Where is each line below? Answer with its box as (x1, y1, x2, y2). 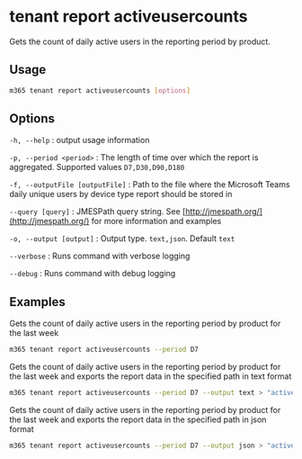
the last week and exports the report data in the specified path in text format (9, 371, 292, 382)
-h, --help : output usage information (9, 135, 150, 146)
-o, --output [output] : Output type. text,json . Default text (9, 233, 235, 244)
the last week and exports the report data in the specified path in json (9, 414, 267, 425)
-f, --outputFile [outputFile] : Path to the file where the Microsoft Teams (9, 179, 290, 190)
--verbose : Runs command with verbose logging (9, 250, 191, 262)
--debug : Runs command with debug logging (9, 268, 176, 279)
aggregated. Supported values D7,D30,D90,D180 (9, 162, 185, 173)
